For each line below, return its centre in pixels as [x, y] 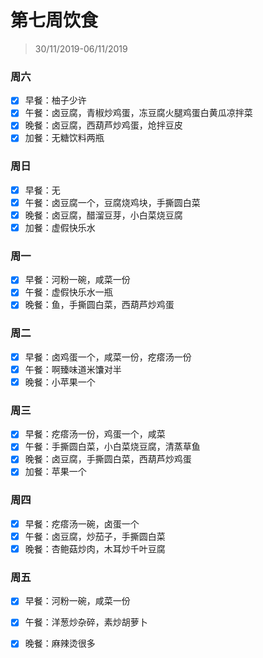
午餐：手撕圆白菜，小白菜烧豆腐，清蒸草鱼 [112, 447]
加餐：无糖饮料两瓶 [64, 138]
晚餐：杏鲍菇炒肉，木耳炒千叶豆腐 [95, 548]
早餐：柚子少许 [55, 100]
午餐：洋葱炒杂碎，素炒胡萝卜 [86, 622]
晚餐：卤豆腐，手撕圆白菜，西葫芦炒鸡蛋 [108, 459]
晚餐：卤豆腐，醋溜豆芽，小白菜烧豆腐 [103, 215]
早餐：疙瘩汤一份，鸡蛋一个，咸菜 [95, 434]
